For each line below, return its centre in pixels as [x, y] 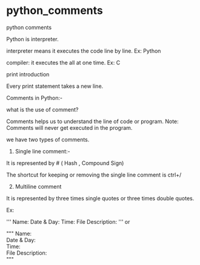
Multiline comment [38, 186]
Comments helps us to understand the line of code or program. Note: [92, 121]
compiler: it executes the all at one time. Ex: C [63, 62]
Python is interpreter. [32, 39]
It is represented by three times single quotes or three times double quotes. [100, 198]
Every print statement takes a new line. [55, 86]
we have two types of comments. [48, 139]
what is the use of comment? [42, 109]
